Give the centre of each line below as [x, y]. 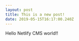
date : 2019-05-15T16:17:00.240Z [39, 19]
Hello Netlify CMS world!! [32, 33]
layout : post [19, 10]
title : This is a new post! [35, 14]
